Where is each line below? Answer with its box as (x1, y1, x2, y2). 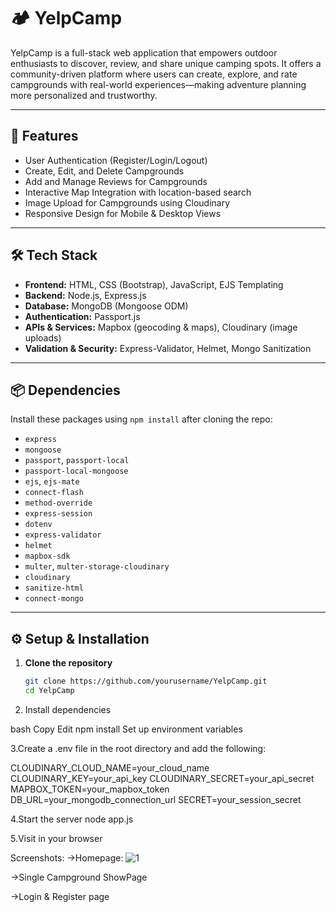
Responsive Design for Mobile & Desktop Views (24, 207, 222, 219)
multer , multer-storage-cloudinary (24, 560, 170, 572)
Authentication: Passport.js (24, 310, 141, 322)
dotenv (24, 520, 53, 530)
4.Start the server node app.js (10, 813, 134, 825)
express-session (24, 509, 93, 519)
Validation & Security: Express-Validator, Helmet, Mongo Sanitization (24, 342, 312, 354)
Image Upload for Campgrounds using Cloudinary (24, 196, 231, 209)
